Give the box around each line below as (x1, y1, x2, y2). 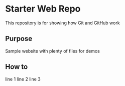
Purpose (5, 34, 33, 43)
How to (5, 63, 28, 71)
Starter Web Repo (5, 3, 81, 15)
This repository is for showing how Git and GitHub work (5, 20, 120, 26)
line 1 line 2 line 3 (5, 76, 41, 82)
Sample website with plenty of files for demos (5, 48, 100, 54)
